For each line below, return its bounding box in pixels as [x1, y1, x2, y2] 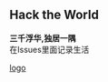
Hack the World [9, 7, 100, 23]
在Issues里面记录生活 [9, 44, 90, 55]
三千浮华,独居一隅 [9, 32, 76, 44]
